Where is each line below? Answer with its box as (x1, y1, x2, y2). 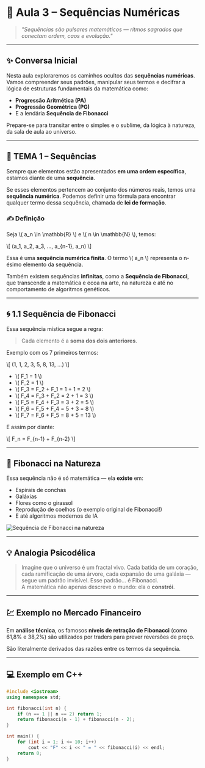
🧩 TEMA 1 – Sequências (6, 151, 96, 162)
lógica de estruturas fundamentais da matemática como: (6, 85, 148, 92)
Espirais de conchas (15, 487, 67, 494)
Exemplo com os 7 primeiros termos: (6, 349, 99, 356)
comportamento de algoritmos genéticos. (6, 285, 111, 292)
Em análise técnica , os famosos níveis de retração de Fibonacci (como (6, 627, 187, 634)
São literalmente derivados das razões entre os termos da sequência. (6, 645, 181, 653)
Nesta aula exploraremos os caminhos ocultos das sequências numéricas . (6, 71, 195, 79)
